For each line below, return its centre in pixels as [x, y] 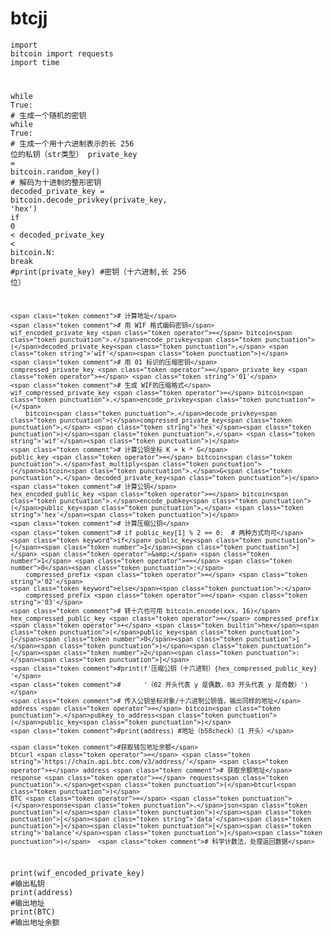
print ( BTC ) [33, 912]
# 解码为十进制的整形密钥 [56, 182]
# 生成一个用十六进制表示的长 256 [72, 143]
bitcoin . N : [33, 252]
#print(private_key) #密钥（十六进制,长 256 [98, 272]
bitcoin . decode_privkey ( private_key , [89, 200]
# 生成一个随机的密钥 [48, 115]
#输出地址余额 [35, 923]
